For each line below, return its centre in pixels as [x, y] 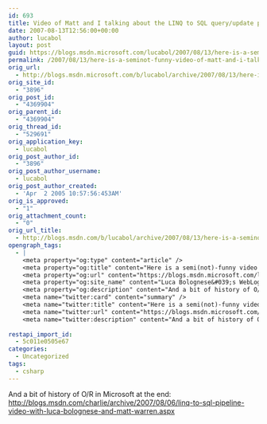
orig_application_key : [46, 141]
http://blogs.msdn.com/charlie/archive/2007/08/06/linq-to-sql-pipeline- [126, 402]
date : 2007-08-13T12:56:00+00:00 [64, 30]
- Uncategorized [42, 357]
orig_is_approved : [39, 201]
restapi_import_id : [41, 334]
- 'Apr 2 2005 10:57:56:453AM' [69, 193]
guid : [17, 53]
